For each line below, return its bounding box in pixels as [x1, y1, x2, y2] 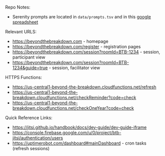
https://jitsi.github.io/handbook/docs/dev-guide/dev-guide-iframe [12, 124, 147, 130]
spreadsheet [12, 19, 39, 25]
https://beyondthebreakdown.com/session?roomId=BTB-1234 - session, [12, 49, 161, 55]
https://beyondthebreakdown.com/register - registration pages [12, 44, 141, 49]
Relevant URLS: [5, 29, 37, 34]
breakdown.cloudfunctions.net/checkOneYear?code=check [12, 105, 134, 111]
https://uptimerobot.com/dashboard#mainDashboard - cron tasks [12, 140, 147, 146]
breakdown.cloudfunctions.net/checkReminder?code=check [12, 94, 136, 100]
